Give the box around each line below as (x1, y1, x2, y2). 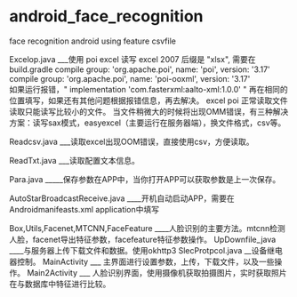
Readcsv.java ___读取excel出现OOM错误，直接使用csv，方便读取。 (9, 136, 255, 147)
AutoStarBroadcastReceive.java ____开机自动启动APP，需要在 (9, 193, 235, 204)
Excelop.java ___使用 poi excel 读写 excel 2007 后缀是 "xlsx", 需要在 (9, 53, 256, 64)
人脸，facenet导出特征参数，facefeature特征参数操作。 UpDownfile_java (9, 234, 277, 245)
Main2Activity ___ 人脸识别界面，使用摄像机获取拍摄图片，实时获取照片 (26, 267, 287, 277)
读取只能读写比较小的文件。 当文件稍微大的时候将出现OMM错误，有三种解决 (9, 106, 289, 116)
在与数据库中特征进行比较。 (9, 278, 111, 289)
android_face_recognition (9, 6, 204, 27)
